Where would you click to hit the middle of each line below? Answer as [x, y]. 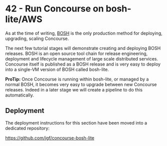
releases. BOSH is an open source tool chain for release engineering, [76, 53]
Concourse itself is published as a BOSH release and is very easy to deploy [83, 64]
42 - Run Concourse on [55, 9]
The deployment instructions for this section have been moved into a [76, 122]
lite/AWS [24, 19]
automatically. [20, 95]
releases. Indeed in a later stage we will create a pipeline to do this [74, 89]
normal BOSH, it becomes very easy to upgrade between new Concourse [81, 84]
